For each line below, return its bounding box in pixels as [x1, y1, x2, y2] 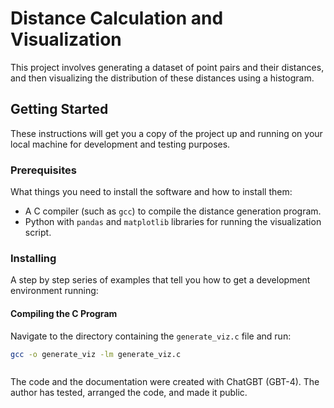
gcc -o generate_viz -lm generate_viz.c [10, 349, 182, 359]
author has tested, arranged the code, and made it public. [10, 387, 248, 399]
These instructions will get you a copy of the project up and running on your [10, 127, 323, 139]
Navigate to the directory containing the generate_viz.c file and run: [10, 330, 292, 342]
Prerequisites [10, 163, 77, 177]
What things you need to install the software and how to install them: [10, 186, 293, 198]
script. [24, 227, 52, 239]
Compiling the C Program [10, 307, 118, 319]
